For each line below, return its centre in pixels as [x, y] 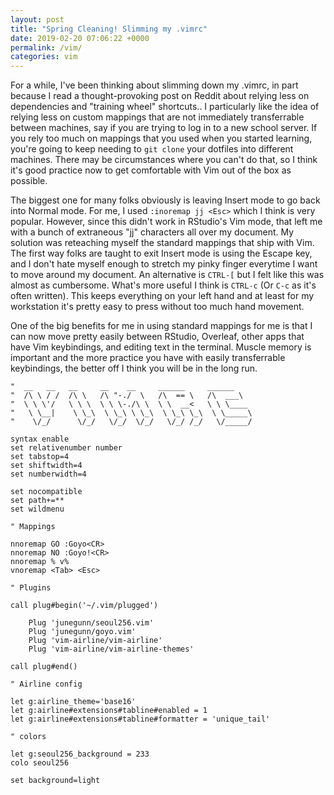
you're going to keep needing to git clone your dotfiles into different [152, 149]
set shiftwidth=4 [46, 466]
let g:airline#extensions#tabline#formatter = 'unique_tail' [140, 719]
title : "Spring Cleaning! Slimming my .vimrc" [109, 29]
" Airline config [46, 684]
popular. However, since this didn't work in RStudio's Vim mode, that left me [166, 222]
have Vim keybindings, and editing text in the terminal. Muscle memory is [161, 347]
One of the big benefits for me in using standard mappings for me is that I [161, 326]
